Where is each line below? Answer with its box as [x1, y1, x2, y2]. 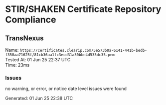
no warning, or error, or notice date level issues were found [5, 86, 127, 92]
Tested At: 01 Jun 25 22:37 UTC [5, 57, 71, 63]
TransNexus [5, 34, 44, 42]
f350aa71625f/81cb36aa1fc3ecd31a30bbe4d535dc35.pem [5, 52, 115, 57]
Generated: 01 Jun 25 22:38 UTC [5, 96, 73, 102]
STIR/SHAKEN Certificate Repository [5, 3, 162, 15]
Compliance [5, 14, 56, 25]
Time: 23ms [5, 62, 30, 68]
